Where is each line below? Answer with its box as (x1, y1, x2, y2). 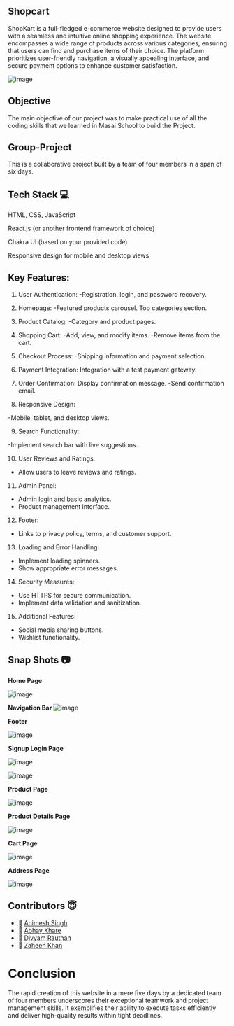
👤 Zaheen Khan (17, 941, 63, 949)
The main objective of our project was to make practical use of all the (8, 113, 207, 122)
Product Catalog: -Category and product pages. (17, 318, 156, 326)
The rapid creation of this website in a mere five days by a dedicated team (8, 988, 222, 997)
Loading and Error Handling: (17, 543, 100, 551)
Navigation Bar (8, 703, 52, 712)
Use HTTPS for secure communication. (17, 591, 131, 600)
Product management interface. (17, 503, 110, 511)
